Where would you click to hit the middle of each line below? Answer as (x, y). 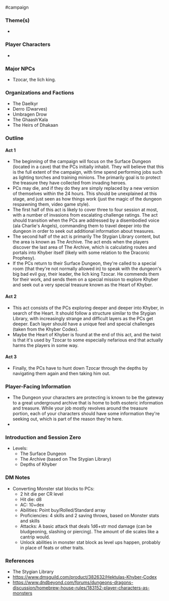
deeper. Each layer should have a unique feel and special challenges (84, 324)
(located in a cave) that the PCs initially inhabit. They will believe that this (88, 167)
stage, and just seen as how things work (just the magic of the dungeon (87, 199)
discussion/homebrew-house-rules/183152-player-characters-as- (81, 587)
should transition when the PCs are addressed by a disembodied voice (86, 220)
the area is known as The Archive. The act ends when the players (80, 242)
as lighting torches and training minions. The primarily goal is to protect (87, 178)
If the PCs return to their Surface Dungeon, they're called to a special (84, 263)
